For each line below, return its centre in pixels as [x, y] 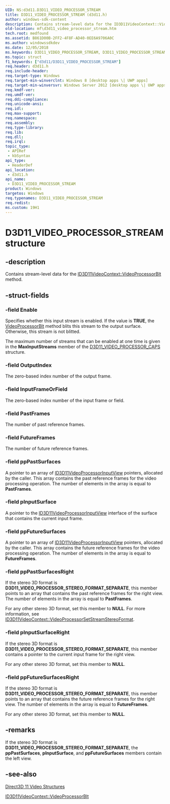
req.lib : [14, 132]
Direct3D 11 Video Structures [35, 786]
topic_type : [18, 146]
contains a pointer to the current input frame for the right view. [70, 654]
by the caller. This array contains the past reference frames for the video [81, 478]
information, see [22, 614]
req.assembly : [20, 123]
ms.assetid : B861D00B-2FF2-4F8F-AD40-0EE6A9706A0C [60, 38]
